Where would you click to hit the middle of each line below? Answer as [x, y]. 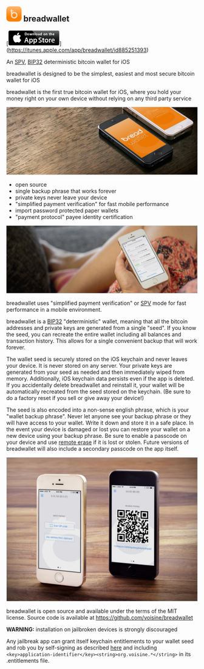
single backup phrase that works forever [66, 191]
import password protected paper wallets [67, 210]
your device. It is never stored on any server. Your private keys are [89, 366]
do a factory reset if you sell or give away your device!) [75, 398]
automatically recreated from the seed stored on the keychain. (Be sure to [99, 392]
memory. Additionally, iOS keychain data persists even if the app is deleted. [100, 379]
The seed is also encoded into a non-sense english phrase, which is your [98, 410]
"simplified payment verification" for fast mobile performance [92, 204]
